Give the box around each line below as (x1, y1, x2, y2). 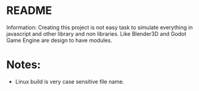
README (6, 4, 52, 18)
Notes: (6, 58, 41, 72)
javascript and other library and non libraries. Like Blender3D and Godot (6, 30, 187, 37)
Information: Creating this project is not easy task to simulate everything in (6, 24, 193, 31)
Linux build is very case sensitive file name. (15, 78, 125, 85)
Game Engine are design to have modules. (6, 36, 113, 44)
